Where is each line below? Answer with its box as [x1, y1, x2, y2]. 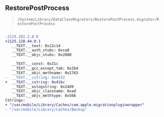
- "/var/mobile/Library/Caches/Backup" [5, 107, 87, 112]
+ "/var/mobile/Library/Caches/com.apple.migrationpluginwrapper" [5, 103, 145, 108]
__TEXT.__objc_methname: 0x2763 [11, 70, 79, 75]
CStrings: [5, 98, 26, 103]
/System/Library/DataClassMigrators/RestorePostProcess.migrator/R [17, 17, 159, 22]
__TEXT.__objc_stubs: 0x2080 [11, 53, 72, 58]
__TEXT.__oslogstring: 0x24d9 [11, 84, 74, 89]
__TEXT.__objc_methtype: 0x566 [11, 93, 77, 98]
